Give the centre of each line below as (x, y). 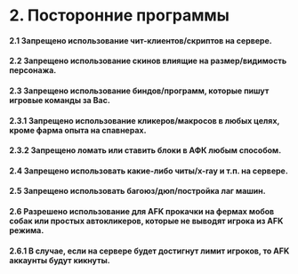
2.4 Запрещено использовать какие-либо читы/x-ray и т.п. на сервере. (149, 171)
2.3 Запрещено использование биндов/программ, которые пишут (139, 91)
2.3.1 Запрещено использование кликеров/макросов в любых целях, (145, 120)
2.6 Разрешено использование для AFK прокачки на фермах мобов (142, 211)
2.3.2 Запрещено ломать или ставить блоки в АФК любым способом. (145, 150)
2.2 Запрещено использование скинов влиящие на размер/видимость (148, 61)
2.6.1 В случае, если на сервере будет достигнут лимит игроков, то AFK (149, 251)
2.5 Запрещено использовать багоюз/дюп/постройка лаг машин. (137, 191)
